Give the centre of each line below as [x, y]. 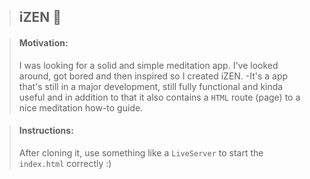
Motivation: [43, 42]
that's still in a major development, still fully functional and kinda [151, 86]
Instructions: [46, 131]
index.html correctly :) [65, 163]
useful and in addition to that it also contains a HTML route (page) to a [159, 97]
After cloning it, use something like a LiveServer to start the [141, 152]
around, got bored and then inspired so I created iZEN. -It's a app [153, 76]
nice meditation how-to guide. [81, 107]
